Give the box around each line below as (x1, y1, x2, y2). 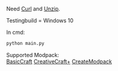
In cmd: (6, 29, 25, 36)
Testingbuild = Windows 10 (6, 17, 74, 24)
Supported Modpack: (6, 51, 59, 58)
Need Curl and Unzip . (6, 5, 61, 12)
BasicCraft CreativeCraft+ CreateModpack (6, 58, 113, 65)
